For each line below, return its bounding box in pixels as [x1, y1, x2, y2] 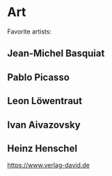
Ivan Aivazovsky [7, 119, 81, 131]
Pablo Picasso [7, 71, 70, 83]
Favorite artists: [7, 27, 52, 36]
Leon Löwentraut [7, 95, 82, 107]
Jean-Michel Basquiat [7, 47, 105, 59]
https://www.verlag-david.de [7, 161, 90, 170]
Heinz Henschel [7, 142, 78, 154]
